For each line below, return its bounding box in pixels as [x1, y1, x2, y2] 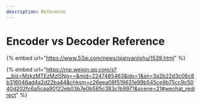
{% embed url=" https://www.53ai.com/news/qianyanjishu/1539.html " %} [6, 54, 186, 62]
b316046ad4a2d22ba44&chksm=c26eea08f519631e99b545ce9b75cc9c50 [6, 78, 194, 85]
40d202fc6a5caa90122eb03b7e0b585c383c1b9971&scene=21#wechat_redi [6, 85, 195, 92]
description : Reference [6, 8, 66, 15]
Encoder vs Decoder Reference [6, 34, 165, 48]
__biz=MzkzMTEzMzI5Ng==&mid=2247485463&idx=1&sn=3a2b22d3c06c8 [6, 72, 194, 79]
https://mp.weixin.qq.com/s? [46, 66, 117, 73]
